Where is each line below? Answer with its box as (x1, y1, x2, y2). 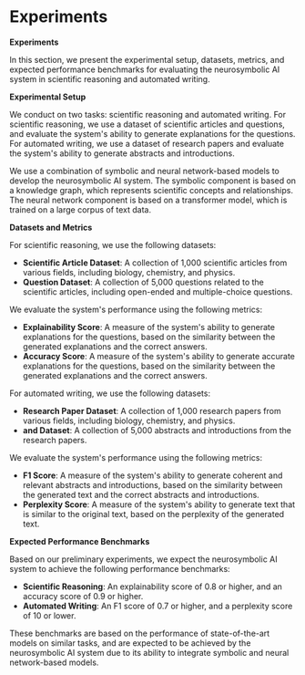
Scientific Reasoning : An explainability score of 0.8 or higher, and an (22, 581, 282, 592)
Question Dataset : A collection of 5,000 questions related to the (22, 276, 264, 287)
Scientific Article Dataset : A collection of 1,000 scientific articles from (22, 257, 288, 268)
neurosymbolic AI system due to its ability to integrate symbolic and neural (9, 647, 290, 658)
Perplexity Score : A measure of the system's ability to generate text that (22, 499, 296, 510)
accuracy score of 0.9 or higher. (22, 590, 144, 601)
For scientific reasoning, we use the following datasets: (9, 239, 217, 250)
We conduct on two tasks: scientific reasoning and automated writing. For (9, 109, 287, 119)
